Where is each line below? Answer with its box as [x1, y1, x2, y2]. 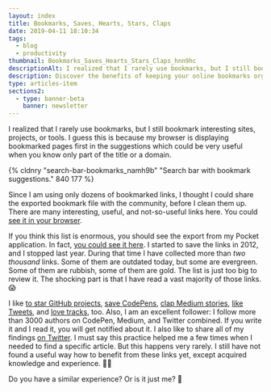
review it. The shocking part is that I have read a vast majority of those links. [8, 274, 262, 284]
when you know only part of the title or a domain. [8, 150, 172, 160]
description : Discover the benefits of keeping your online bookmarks [8, 72, 251, 80]
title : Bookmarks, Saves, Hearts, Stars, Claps [8, 19, 172, 27]
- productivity [15, 49, 67, 57]
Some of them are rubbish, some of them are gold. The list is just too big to [8, 266, 257, 276]
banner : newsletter [23, 102, 89, 110]
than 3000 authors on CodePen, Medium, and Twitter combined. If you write [8, 316, 262, 326]
